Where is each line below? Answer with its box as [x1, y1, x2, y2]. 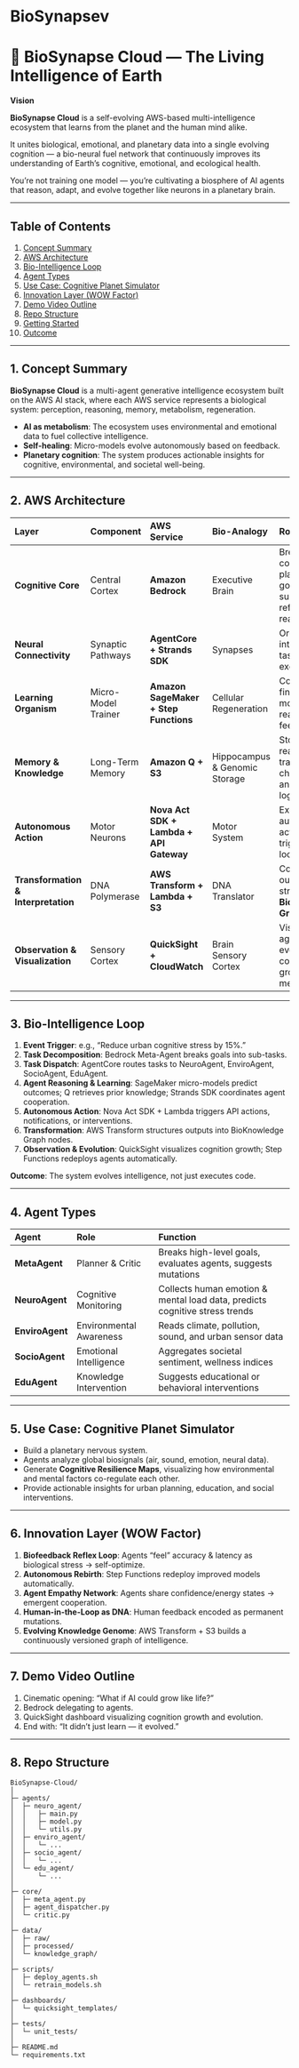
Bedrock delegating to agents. [22, 1702, 134, 1712]
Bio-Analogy [212, 525, 269, 537]
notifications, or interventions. [22, 1116, 133, 1126]
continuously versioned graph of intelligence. [22, 1634, 189, 1646]
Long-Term [90, 756, 139, 768]
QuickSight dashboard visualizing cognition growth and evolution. [22, 1711, 264, 1722]
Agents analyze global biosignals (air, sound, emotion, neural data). [22, 1455, 270, 1464]
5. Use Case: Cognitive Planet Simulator [10, 1421, 235, 1437]
